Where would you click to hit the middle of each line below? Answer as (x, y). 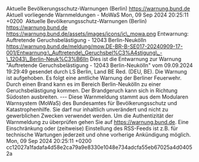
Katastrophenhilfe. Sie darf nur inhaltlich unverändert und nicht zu (87, 109)
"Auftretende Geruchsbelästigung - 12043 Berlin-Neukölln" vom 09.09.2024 (99, 65)
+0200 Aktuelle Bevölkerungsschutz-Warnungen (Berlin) (77, 21)
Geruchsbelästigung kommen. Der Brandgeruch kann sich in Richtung (92, 90)
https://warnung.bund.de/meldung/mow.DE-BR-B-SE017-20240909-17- (94, 46)
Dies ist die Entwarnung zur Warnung (136, 59)
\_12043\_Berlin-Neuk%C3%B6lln (47, 59)
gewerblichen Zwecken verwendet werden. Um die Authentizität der (90, 116)
